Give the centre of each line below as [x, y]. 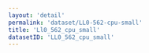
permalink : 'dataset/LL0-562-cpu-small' [76, 23]
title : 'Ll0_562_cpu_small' [54, 30]
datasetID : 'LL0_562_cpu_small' [61, 37]
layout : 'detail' [37, 15]
